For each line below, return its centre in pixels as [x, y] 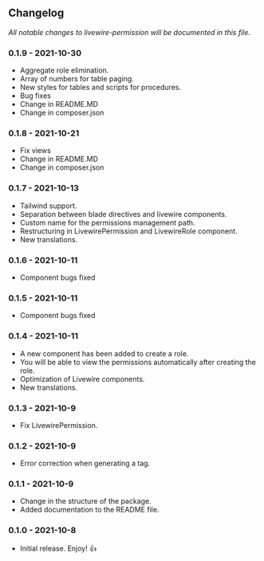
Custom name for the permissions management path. [107, 222]
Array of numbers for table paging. [77, 79]
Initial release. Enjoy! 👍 [58, 548]
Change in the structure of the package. [85, 501]
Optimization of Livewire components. [82, 379]
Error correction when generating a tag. [85, 463]
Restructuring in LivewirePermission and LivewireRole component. [128, 231]
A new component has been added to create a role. [104, 353]
